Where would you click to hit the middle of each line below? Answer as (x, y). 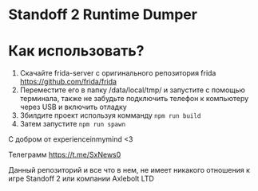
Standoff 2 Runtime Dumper (103, 15)
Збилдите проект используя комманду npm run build (110, 115)
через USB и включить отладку (73, 107)
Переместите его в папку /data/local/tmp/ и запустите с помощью (133, 90)
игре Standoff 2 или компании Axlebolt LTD (81, 179)
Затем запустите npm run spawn (73, 124)
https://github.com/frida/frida (68, 82)
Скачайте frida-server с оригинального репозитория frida (118, 73)
